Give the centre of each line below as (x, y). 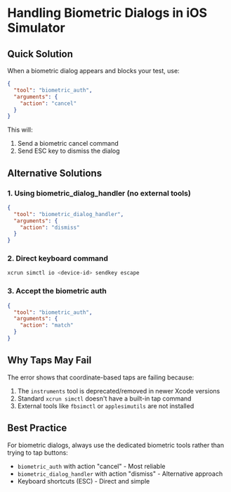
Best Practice (37, 428)
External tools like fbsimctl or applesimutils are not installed (106, 405)
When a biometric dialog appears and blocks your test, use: (94, 71)
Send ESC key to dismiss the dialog (68, 151)
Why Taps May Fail (49, 360)
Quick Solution (40, 54)
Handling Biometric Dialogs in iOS (107, 13)
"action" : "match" (47, 325)
